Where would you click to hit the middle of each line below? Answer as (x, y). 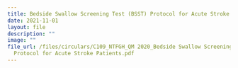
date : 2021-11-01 (33, 21)
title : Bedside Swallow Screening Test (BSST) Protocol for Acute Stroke (119, 14)
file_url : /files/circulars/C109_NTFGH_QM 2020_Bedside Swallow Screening (120, 47)
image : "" (22, 40)
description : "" (31, 34)
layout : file (27, 27)
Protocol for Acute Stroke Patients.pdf (74, 54)
